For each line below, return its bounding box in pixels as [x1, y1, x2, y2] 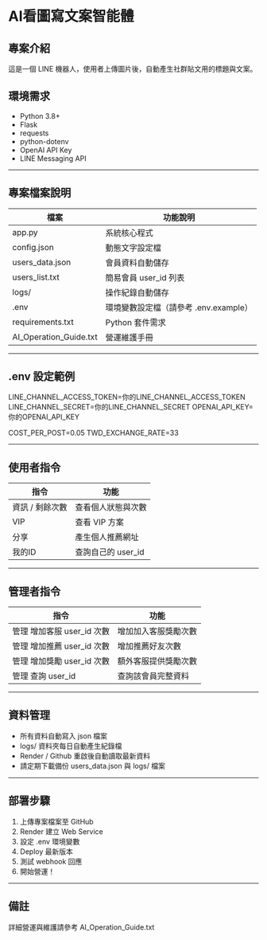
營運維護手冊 [105, 331, 153, 343]
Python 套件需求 [105, 316, 166, 327]
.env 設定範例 [8, 370, 75, 383]
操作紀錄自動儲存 [105, 287, 169, 298]
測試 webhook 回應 [19, 856, 83, 866]
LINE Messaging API [19, 153, 87, 163]
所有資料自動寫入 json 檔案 [19, 730, 108, 741]
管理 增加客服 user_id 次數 [12, 626, 110, 637]
